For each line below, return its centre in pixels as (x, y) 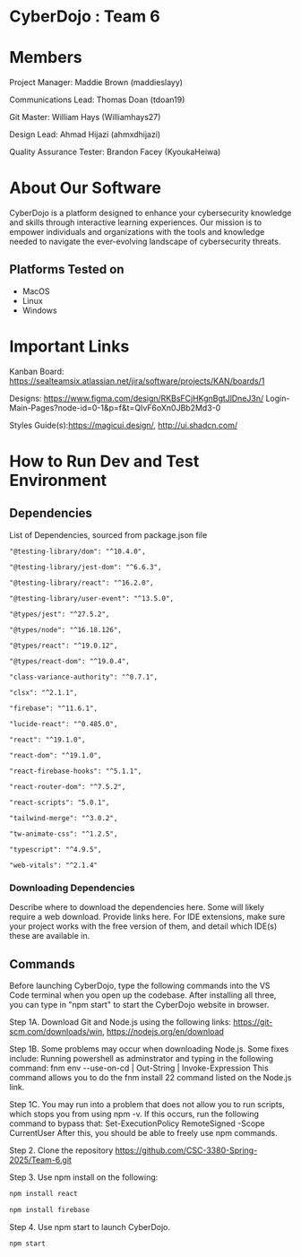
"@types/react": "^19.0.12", (64, 646)
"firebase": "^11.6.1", (54, 708)
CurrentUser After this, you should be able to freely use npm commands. (143, 1132)
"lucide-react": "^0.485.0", (64, 724)
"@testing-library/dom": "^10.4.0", (77, 551)
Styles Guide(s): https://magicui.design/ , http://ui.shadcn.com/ (124, 425)
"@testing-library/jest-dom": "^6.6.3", (86, 567)
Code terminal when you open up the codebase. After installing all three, (143, 995)
